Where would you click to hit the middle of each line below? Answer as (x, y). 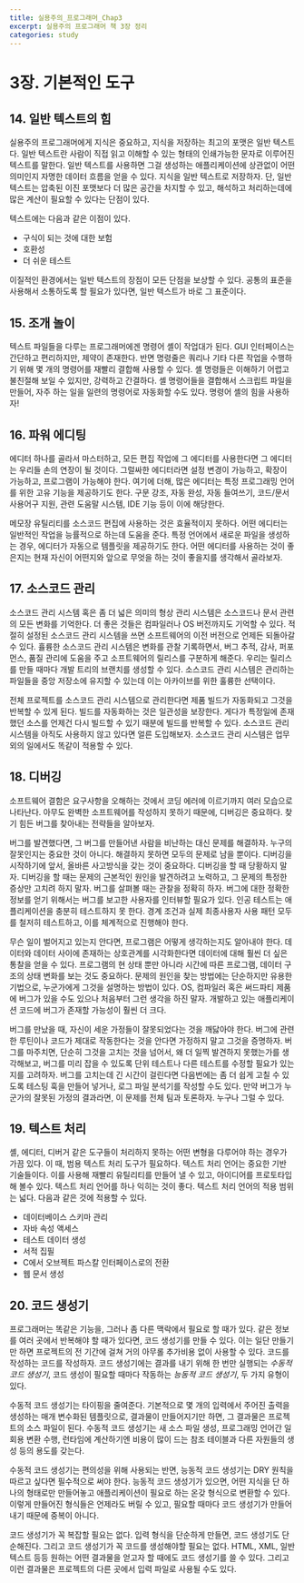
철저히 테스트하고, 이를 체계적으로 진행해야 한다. (103, 922)
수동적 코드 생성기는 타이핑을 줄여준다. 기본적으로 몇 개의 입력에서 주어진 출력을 (150, 1406)
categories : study (44, 35)
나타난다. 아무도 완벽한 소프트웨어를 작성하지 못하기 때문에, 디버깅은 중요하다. (146, 812)
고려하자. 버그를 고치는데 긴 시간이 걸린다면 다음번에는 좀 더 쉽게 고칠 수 (153, 1074)
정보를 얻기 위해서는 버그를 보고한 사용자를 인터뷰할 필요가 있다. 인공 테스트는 (146, 899)
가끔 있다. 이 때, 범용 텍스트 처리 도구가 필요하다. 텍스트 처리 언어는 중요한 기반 (148, 1164)
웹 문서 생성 (44, 1274)
